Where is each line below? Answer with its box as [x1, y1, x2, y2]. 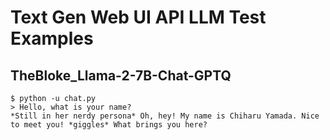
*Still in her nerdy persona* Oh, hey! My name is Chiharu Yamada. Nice [10, 111, 320, 121]
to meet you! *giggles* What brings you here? [10, 120, 208, 130]
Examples [10, 27, 94, 50]
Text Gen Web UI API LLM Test [10, 6, 267, 29]
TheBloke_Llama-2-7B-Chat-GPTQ [10, 67, 232, 84]
